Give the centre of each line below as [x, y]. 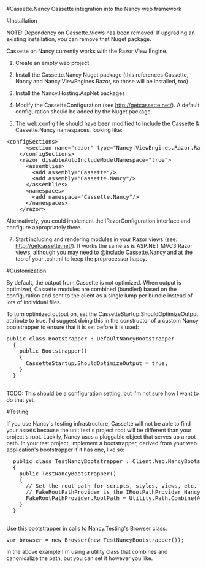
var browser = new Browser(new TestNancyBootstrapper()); [95, 540]
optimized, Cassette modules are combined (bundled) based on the [92, 289]
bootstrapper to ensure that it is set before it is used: [73, 327]
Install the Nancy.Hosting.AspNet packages [70, 93]
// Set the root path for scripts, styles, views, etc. [111, 486]
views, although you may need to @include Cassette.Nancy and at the [104, 252]
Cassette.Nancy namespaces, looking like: [69, 130]
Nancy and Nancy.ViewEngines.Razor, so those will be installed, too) [102, 81]
